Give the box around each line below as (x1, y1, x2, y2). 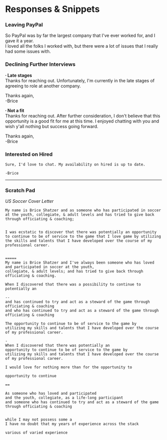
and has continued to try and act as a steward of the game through (5, 299, 150, 304)
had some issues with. (5, 48, 51, 54)
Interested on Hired (5, 150, 53, 157)
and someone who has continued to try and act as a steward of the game (5, 400, 159, 405)
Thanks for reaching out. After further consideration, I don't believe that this (5, 113, 161, 119)
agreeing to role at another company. (5, 83, 81, 89)
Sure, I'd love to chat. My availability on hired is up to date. (5, 162, 146, 167)
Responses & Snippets (5, 3, 100, 15)
